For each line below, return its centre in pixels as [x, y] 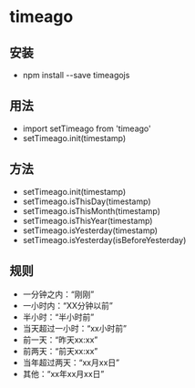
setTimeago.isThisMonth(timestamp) [92, 210]
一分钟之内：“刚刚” [58, 294]
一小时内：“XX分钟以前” [68, 306]
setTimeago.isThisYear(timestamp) [87, 220]
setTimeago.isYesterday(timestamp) [90, 230]
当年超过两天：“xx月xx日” [71, 362]
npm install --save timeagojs [76, 75]
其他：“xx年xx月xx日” [63, 374]
